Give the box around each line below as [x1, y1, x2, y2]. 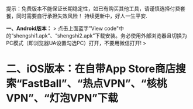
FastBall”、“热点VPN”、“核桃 [22, 77, 167, 90]
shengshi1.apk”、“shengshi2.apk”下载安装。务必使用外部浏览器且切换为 [13, 32, 187, 39]
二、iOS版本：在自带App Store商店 [6, 62, 176, 76]
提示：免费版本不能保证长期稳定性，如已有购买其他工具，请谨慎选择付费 [6, 5, 180, 12]
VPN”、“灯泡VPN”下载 [6, 91, 118, 105]
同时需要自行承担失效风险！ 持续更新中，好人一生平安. [16, 12, 147, 19]
